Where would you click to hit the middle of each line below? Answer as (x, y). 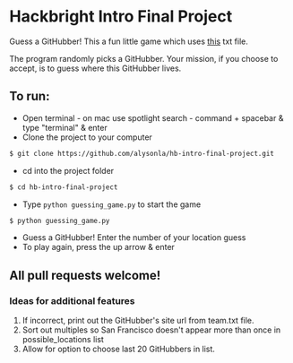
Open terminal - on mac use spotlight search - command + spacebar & (153, 117)
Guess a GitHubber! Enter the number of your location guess (134, 238)
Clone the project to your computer (87, 137)
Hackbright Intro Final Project (121, 17)
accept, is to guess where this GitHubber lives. (95, 68)
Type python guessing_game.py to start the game (112, 204)
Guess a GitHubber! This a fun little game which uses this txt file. (129, 41)
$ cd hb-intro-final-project (64, 187)
